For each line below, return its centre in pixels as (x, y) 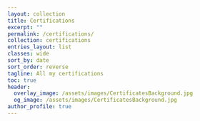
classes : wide (29, 54)
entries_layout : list (40, 47)
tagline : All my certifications (55, 73)
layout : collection (36, 14)
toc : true (22, 80)
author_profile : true (40, 107)
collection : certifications (49, 41)
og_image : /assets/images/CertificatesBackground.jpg (95, 100)
